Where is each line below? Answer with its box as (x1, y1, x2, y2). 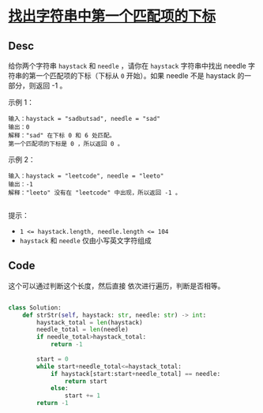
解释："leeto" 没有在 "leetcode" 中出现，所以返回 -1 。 (8, 189, 182, 197)
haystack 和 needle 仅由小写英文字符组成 (19, 236, 152, 245)
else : (50, 385, 69, 392)
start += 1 (64, 392, 101, 400)
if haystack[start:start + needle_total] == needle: (50, 370, 221, 377)
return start (64, 377, 108, 385)
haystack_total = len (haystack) (36, 318, 144, 326)
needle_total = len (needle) (36, 325, 129, 334)
